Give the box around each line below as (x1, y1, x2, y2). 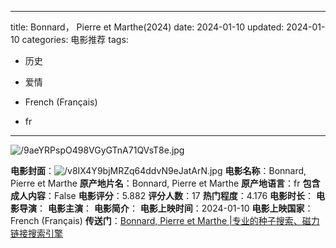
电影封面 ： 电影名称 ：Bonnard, (10, 165, 307, 176)
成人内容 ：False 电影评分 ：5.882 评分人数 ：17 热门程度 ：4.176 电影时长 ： (10, 190, 315, 201)
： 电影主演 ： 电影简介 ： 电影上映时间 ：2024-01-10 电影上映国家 (36, 202, 305, 214)
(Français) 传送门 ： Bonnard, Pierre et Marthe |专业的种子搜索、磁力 (41, 215, 320, 226)
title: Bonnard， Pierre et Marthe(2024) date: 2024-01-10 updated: (10, 21, 285, 33)
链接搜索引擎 (10, 227, 63, 239)
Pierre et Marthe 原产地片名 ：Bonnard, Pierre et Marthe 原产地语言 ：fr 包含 (10, 177, 321, 189)
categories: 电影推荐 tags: (21, 34, 129, 45)
